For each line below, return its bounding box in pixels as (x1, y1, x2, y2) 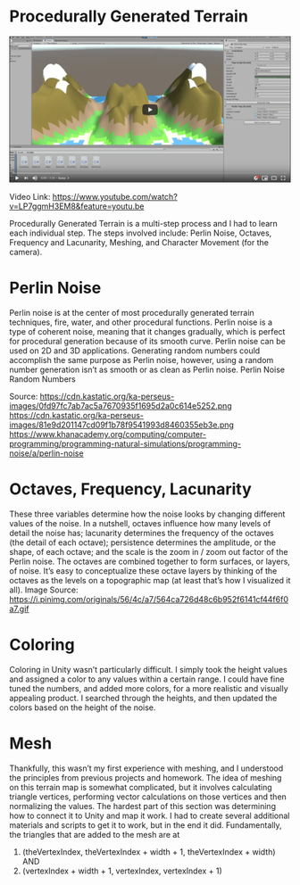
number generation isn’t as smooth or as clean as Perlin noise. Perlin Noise (9, 364, 286, 376)
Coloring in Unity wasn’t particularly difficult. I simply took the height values (9, 665, 287, 675)
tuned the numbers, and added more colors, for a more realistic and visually (9, 683, 288, 694)
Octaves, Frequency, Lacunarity (9, 479, 252, 500)
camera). (9, 247, 43, 258)
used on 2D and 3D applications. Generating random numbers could (9, 345, 261, 356)
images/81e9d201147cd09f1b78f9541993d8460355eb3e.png (9, 419, 235, 430)
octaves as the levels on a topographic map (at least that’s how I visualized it (9, 575, 291, 586)
